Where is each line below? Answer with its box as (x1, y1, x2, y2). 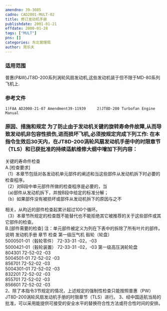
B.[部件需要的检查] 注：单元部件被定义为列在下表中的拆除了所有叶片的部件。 (5, 225, 163, 231)
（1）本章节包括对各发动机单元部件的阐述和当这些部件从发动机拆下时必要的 (5, 171, 160, 177)
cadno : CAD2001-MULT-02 (5, 12, 55, 17)
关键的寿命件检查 (5, 158, 40, 164)
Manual (5, 111, 19, 116)
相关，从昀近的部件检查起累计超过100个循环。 (5, 206, 100, 212)
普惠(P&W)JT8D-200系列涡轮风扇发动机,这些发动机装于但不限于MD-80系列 (5, 74, 160, 80)
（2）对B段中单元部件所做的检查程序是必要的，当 (5, 183, 107, 189)
